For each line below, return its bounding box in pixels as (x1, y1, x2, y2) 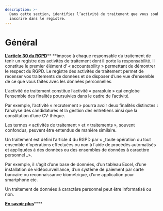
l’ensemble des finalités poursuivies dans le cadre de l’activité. (5, 93, 130, 99)
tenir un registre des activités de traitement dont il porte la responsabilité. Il (5, 58, 155, 64)
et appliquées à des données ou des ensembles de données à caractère (5, 147, 149, 153)
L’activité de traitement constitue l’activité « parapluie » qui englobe (5, 88, 140, 94)
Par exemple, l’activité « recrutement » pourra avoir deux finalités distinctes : (5, 103, 158, 108)
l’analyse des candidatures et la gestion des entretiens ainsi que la (5, 107, 138, 114)
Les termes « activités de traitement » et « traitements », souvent (5, 122, 135, 128)
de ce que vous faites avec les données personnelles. (5, 78, 113, 85)
